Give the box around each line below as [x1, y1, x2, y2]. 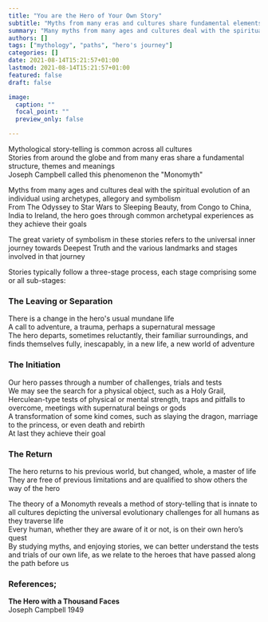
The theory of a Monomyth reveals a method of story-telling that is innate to [8, 499, 258, 508]
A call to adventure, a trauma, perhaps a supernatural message [8, 322, 215, 332]
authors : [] [8, 34, 48, 42]
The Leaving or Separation [8, 295, 113, 306]
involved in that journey [8, 252, 85, 261]
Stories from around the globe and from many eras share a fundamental [8, 153, 245, 162]
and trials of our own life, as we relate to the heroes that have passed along [8, 549, 256, 560]
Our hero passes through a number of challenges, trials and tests [8, 377, 223, 387]
